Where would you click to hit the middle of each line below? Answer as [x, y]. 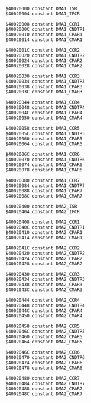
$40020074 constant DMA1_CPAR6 [44, 165]
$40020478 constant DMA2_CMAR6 [44, 368]
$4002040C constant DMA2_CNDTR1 [45, 227]
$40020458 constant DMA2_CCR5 [43, 326]
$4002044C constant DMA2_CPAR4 [44, 311]
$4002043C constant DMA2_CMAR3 [44, 290]
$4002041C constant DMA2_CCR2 [43, 248]
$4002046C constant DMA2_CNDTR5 [45, 332]
